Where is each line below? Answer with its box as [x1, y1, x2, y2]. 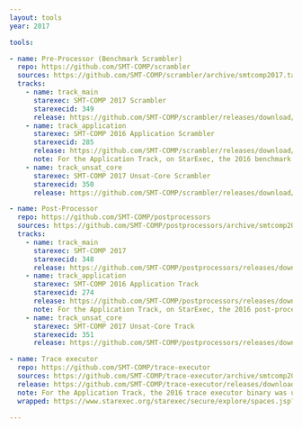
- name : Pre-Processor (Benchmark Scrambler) [9, 54, 182, 63]
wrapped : [17, 396, 50, 405]
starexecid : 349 [32, 105, 94, 114]
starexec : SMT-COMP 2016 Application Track [32, 280, 200, 289]
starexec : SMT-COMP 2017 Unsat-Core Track [32, 322, 195, 331]
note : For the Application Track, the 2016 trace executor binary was [17, 388, 288, 397]
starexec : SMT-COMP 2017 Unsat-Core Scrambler [32, 171, 211, 180]
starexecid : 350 [32, 179, 94, 189]
